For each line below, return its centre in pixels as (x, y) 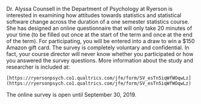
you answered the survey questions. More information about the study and (100, 61)
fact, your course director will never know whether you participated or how (100, 54)
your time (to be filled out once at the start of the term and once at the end (100, 35)
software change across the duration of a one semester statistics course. (98, 22)
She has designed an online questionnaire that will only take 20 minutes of (99, 28)
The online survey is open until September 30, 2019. (71, 95)
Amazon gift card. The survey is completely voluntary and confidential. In (98, 47)
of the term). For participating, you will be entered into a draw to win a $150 (101, 41)
